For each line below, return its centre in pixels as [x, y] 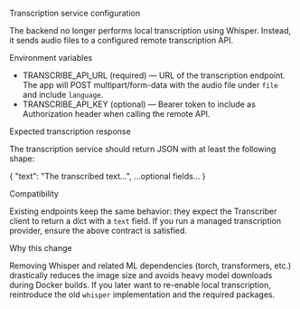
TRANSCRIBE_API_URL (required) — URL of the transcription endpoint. [154, 75]
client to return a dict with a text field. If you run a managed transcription [145, 221]
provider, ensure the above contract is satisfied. [98, 231]
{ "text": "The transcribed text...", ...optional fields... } [108, 176]
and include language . [63, 95]
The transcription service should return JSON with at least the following [143, 149]
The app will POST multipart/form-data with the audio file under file [150, 85]
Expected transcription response [70, 131]
